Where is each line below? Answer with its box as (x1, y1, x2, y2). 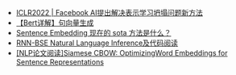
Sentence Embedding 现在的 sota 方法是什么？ (15, 28, 172, 37)
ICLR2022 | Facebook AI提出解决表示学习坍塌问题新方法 (15, 8, 204, 17)
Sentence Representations (15, 57, 105, 67)
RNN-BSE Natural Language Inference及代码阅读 (15, 38, 179, 48)
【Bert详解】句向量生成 (15, 18, 94, 27)
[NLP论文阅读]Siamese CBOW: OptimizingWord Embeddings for (15, 48, 228, 57)
